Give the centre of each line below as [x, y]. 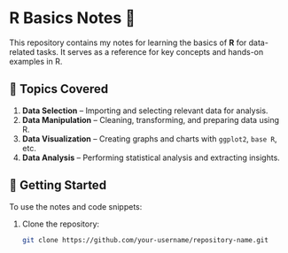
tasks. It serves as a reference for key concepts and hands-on [150, 51]
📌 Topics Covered [59, 89]
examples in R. [36, 61]
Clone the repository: [61, 224]
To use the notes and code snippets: [76, 206]
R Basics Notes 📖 [72, 18]
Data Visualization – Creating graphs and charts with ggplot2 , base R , [149, 138]
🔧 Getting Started [58, 185]
